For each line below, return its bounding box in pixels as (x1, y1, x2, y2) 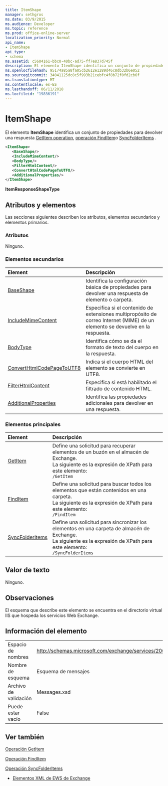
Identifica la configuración (85, 277, 147, 284)
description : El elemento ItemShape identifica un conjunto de (5, 63, 140, 68)
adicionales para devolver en (85, 399, 153, 406)
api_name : (5, 40, 26, 45)
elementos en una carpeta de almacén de (52, 525, 150, 532)
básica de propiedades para (85, 283, 151, 290)
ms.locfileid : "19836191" (5, 91, 59, 96)
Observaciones (5, 594, 54, 602)
